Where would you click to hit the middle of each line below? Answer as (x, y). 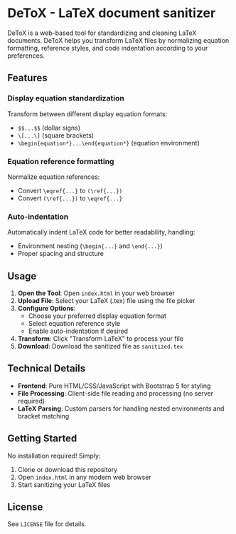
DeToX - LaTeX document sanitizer (112, 13)
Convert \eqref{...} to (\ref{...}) (70, 190)
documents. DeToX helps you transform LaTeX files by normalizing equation (118, 40)
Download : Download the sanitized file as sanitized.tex (100, 346)
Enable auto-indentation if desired (78, 331)
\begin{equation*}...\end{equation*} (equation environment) (109, 143)
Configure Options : (47, 309)
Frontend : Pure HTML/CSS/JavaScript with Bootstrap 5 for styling (114, 386)
